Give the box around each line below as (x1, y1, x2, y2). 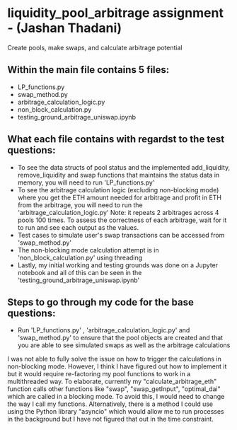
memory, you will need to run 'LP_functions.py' (17, 178, 155, 187)
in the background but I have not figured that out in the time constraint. (7, 415, 214, 424)
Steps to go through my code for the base (7, 296, 195, 308)
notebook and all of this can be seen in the (17, 268, 142, 277)
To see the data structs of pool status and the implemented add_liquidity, (17, 163, 231, 171)
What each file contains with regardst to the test (7, 133, 225, 146)
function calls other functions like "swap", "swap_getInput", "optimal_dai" (7, 385, 221, 393)
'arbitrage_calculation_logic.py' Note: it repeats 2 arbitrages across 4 (17, 208, 219, 216)
